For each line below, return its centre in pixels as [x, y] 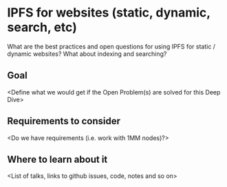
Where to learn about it [57, 159]
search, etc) [42, 27]
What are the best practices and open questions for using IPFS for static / [111, 46]
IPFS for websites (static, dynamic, [109, 13]
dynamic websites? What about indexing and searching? [87, 54]
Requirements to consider [64, 121]
